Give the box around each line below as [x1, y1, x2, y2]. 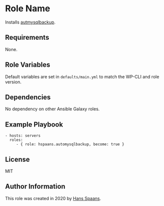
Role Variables [5, 61, 50, 69]
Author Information [5, 182, 66, 191]
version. [5, 79, 22, 85]
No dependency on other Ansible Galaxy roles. [5, 106, 100, 112]
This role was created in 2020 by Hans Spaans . [5, 195, 101, 201]
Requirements [5, 33, 49, 42]
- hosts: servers [5, 133, 41, 138]
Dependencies [5, 93, 51, 101]
